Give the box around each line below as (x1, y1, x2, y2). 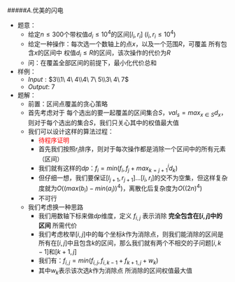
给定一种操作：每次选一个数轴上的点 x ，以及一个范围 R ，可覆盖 (27, 40, 208, 48)
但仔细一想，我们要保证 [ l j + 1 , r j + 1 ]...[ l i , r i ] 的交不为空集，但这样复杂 (38, 174, 228, 184)
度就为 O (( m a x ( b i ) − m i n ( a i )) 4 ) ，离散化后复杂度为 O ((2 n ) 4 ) (38, 183, 203, 194)
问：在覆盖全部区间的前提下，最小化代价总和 (27, 59, 157, 67)
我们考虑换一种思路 (27, 202, 84, 211)
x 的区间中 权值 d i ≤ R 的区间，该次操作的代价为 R (34, 48, 171, 59)
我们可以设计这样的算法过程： (27, 127, 114, 136)
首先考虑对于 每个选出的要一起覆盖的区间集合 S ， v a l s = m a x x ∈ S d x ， (27, 108, 227, 119)
